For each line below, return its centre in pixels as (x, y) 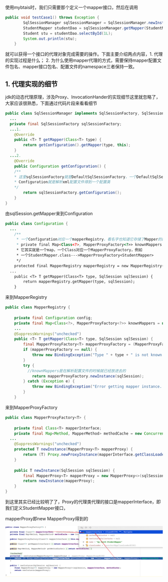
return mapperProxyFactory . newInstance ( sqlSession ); (88, 376)
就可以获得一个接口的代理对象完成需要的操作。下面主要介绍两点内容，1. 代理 (84, 54)
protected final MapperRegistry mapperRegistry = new (71, 266)
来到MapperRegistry (26, 297)
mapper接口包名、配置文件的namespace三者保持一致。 (80, 67)
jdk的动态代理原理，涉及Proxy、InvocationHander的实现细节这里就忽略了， (83, 97)
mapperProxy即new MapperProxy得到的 (47, 519)
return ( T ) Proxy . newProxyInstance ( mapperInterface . (79, 455)
